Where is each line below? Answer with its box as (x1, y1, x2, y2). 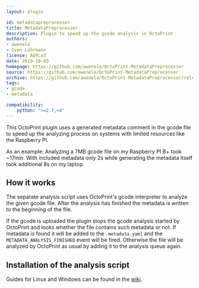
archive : (6, 75, 28, 81)
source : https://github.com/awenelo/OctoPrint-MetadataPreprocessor (6, 69, 179, 75)
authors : (6, 36, 28, 42)
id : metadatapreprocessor (6, 19, 70, 26)
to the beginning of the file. (6, 206, 72, 213)
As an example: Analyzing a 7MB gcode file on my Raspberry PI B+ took (6, 148, 182, 155)
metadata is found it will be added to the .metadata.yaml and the (6, 230, 163, 238)
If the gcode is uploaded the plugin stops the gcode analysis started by (6, 217, 180, 224)
